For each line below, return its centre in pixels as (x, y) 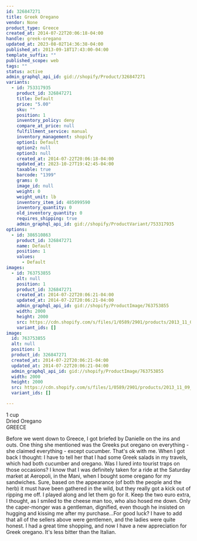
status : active (25, 72)
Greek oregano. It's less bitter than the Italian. (61, 532)
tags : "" (17, 66)
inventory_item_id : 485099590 (54, 202)
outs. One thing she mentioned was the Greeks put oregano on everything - (98, 445)
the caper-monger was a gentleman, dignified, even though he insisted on (96, 507)
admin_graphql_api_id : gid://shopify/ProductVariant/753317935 (96, 224)
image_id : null (35, 186)
